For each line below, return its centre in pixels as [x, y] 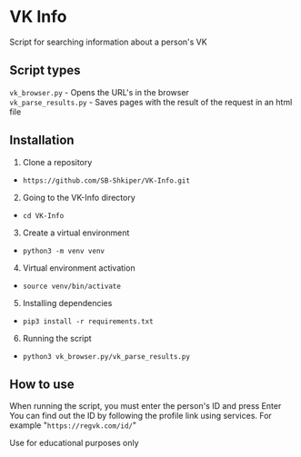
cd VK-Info [43, 215]
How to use [42, 384]
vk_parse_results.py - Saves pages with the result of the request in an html [151, 102]
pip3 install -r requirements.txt [88, 321]
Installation [42, 140]
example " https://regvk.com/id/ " [73, 425]
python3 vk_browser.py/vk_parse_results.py [106, 356]
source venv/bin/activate [71, 286]
